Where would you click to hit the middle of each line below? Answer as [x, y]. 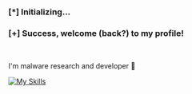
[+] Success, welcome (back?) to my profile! [96, 33]
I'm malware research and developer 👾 [72, 66]
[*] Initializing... [40, 12]
